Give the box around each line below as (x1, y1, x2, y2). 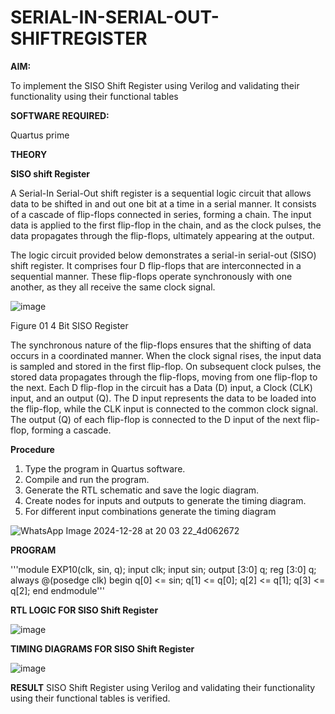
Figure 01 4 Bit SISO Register (10, 319, 129, 331)
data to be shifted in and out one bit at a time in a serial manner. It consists (10, 197, 317, 210)
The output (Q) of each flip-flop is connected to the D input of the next (10, 413, 302, 425)
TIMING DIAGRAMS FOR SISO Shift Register (10, 642, 195, 655)
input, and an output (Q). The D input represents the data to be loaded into (10, 392, 317, 404)
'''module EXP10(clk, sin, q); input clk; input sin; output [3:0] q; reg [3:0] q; (10, 563, 317, 575)
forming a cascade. (31, 424, 112, 436)
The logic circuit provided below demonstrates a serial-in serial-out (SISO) (10, 249, 317, 261)
